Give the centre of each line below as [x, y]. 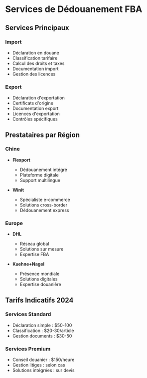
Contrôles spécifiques [35, 119]
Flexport [21, 160]
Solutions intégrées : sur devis [43, 370]
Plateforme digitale [39, 175]
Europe [14, 223]
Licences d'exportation [36, 114]
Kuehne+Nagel [28, 264]
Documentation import [35, 68]
